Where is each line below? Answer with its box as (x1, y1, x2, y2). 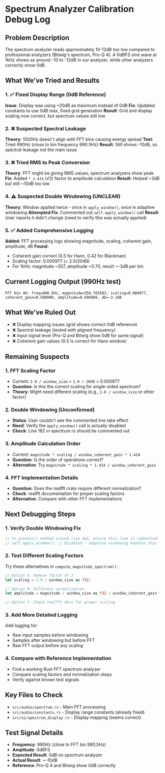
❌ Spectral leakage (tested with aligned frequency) (12, 327, 116, 333)
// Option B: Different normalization (5, 587, 84, 591)
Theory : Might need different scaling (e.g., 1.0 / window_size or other (12, 389, 155, 395)
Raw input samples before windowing (12, 632, 88, 638)
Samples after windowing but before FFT (12, 637, 95, 643)
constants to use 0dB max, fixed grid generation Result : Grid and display (5, 107, 153, 114)
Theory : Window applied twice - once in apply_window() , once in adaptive (5, 204, 155, 210)
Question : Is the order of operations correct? (12, 457, 104, 463)
